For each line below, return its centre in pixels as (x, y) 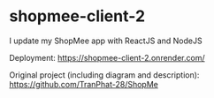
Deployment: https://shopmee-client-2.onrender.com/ (107, 57)
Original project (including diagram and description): (104, 75)
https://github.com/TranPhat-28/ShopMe (84, 84)
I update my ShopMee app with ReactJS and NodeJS (106, 41)
